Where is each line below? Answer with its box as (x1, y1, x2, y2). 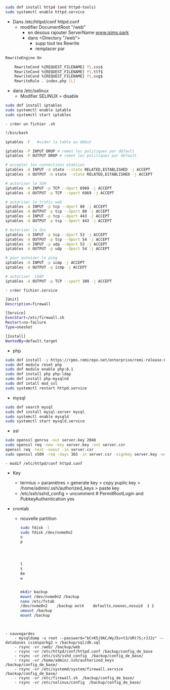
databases (5, 640, 26, 645)
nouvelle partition (20, 515, 57, 521)
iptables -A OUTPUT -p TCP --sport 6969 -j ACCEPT (5, 190, 114, 195)
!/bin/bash (5, 130, 28, 135)
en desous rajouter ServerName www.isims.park (27, 29, 129, 35)
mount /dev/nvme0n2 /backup (20, 594, 79, 599)
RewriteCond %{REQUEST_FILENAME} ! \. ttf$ (14, 69, 103, 74)
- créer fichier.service (5, 288, 58, 293)
